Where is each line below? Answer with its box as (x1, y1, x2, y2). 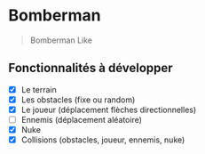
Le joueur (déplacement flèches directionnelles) (20, 104, 197, 115)
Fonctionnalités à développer (8, 61, 174, 76)
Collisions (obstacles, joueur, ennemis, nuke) (20, 134, 185, 145)
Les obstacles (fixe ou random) (20, 94, 136, 105)
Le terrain (20, 84, 57, 94)
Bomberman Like (29, 35, 93, 45)
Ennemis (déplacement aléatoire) (20, 114, 143, 125)
